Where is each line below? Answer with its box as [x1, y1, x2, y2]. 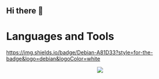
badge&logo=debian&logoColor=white [6, 55, 101, 62]
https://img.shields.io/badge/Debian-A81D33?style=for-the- [6, 49, 153, 56]
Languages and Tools [6, 29, 114, 43]
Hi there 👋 [6, 6, 43, 16]
